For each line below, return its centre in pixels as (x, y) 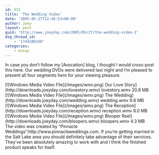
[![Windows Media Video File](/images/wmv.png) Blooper (63, 116)
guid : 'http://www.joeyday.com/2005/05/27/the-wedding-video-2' (72, 32)
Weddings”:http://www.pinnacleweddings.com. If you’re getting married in (80, 131)
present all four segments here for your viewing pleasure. (63, 75)
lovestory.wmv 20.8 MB (125, 90)
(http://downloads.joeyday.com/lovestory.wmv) (53, 90)
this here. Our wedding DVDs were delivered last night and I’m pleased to (79, 70)
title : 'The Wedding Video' (34, 14)
